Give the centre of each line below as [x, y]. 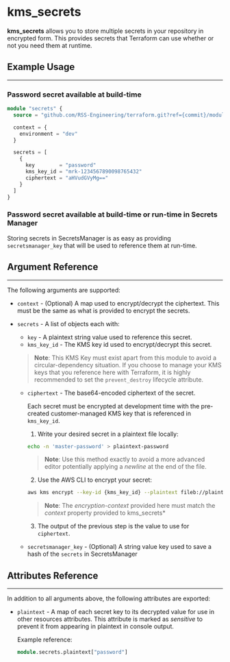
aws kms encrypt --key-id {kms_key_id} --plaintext [102, 493]
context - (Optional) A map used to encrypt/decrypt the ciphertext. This [118, 303]
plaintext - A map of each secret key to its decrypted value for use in [115, 612]
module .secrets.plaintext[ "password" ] [72, 652]
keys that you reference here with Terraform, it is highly [112, 372]
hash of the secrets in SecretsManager [82, 554]
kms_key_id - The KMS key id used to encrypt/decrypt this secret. [119, 344]
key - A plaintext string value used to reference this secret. [110, 337]
